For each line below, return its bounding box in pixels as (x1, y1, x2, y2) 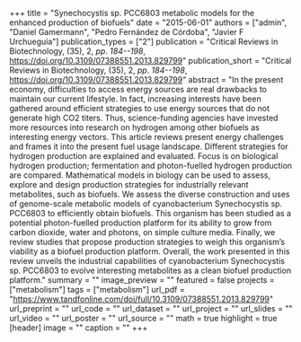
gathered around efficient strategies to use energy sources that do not (9, 103, 270, 113)
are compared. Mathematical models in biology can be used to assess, (9, 170, 271, 180)
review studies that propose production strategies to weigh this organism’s (9, 237, 286, 247)
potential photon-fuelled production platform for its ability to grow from (9, 217, 272, 228)
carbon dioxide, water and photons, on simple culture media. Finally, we (9, 227, 276, 237)
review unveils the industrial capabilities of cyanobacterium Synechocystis (9, 256, 286, 266)
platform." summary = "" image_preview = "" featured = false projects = (9, 275, 276, 285)
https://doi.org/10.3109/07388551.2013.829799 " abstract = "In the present (9, 75, 284, 84)
